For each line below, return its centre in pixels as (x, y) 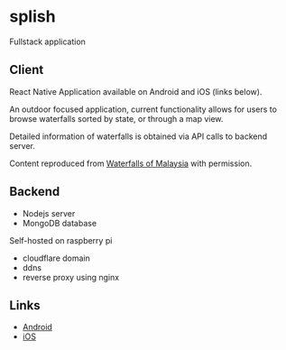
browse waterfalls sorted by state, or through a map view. (116, 118)
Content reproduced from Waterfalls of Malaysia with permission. (131, 163)
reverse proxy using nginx (71, 277)
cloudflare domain (56, 258)
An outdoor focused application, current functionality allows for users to (143, 109)
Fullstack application (47, 41)
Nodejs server (49, 213)
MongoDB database (60, 223)
